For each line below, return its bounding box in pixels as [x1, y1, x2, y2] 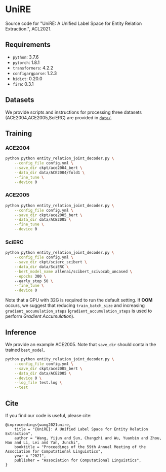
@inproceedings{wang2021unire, [5, 422, 71, 427]
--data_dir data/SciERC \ [14, 264, 69, 269]
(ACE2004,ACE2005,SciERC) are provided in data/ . [5, 114, 112, 120]
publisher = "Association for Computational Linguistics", [14, 458, 142, 463]
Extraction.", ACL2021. [5, 25, 52, 31]
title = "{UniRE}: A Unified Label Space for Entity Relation [14, 426, 148, 432]
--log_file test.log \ [14, 380, 62, 385]
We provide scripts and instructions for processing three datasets [5, 109, 142, 115]
